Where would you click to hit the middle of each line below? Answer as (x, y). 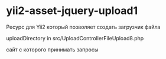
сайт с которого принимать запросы (52, 49)
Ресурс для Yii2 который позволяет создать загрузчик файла (83, 27)
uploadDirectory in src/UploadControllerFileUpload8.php (75, 38)
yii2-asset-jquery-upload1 (72, 11)
